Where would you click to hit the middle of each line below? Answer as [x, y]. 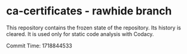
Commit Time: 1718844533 [39, 46]
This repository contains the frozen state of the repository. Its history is [93, 28]
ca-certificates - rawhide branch [89, 11]
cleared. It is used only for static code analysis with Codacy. [80, 34]
